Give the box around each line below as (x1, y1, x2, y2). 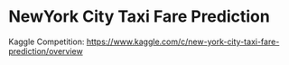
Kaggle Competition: (8, 36, 85, 47)
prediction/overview (8, 45, 83, 56)
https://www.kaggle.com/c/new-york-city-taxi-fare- (86, 36, 280, 47)
